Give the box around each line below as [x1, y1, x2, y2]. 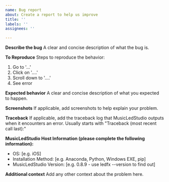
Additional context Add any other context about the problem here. [5, 171, 144, 177]
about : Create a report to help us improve [5, 12, 98, 17]
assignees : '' [5, 26, 35, 31]
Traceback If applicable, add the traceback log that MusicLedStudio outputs [5, 115, 164, 121]
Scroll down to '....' [12, 75, 51, 81]
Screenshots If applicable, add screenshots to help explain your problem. [5, 105, 158, 111]
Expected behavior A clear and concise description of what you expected [5, 90, 159, 96]
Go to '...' [12, 64, 31, 70]
